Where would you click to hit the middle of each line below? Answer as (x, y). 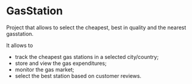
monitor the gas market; (44, 69)
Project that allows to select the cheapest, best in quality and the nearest (96, 27)
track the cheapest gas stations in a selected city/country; (87, 57)
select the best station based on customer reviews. (78, 76)
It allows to (19, 45)
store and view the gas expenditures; (61, 63)
